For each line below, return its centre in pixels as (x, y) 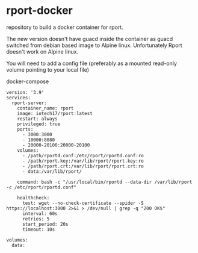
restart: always (38, 119)
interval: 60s (40, 214)
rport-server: (29, 103)
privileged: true (39, 124)
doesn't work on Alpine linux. (42, 51)
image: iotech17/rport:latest (55, 113)
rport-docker (40, 11)
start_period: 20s (45, 224)
